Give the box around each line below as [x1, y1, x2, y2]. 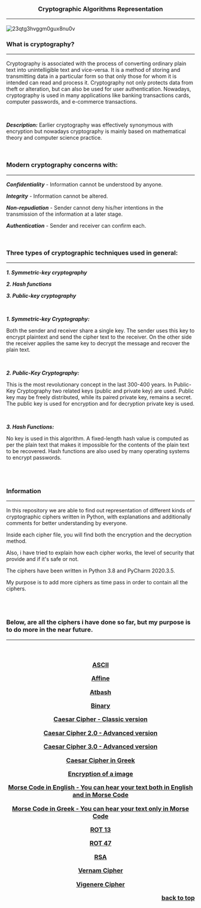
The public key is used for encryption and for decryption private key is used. [6, 400, 195, 407]
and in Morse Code [72, 791, 129, 799]
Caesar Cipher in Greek [66, 756, 135, 764]
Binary [90, 702, 111, 710]
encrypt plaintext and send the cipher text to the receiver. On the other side [6, 333, 192, 340]
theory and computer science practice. [6, 134, 102, 141]
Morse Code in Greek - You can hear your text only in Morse [11, 804, 190, 813]
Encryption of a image [68, 770, 133, 778]
